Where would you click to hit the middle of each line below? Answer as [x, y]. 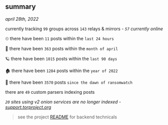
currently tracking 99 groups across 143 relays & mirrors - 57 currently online [84, 29]
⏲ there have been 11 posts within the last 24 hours [60, 38]
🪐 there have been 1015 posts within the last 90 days [61, 58]
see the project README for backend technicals [67, 117]
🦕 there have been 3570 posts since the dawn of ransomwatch [69, 82]
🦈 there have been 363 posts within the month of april [62, 48]
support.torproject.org [28, 107]
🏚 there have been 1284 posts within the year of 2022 [62, 71]
